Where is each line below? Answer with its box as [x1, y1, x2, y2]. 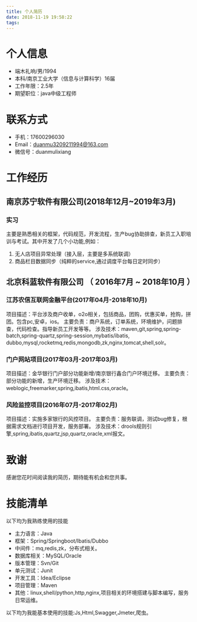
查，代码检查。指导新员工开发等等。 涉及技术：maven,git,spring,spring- [6, 325, 182, 332]
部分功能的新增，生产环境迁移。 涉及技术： [6, 377, 111, 385]
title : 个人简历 [6, 8, 42, 15]
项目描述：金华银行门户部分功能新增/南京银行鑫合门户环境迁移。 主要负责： [6, 370, 191, 377]
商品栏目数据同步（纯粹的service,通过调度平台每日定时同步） [14, 258, 164, 265]
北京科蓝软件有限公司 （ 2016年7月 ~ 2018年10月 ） [6, 276, 195, 287]
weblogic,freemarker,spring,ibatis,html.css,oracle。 [6, 385, 132, 392]
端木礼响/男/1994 [14, 67, 57, 75]
